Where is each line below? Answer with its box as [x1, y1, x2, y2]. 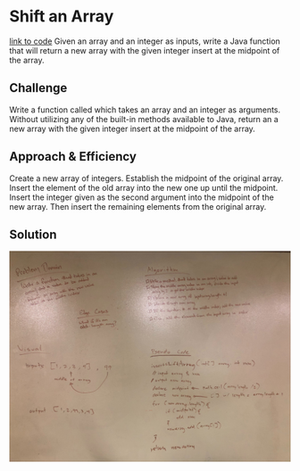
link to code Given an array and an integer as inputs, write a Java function [9, 36, 281, 46]
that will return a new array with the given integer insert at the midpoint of [9, 45, 280, 55]
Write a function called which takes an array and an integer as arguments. [9, 104, 281, 115]
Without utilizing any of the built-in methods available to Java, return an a [9, 113, 279, 124]
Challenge [9, 80, 68, 95]
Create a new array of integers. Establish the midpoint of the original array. [9, 172, 284, 184]
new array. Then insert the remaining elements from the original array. [9, 201, 267, 211]
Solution [9, 227, 57, 242]
